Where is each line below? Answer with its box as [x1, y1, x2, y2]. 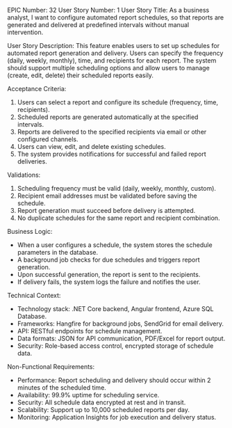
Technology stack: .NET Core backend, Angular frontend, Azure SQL [17, 305, 214, 312]
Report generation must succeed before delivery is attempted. [17, 207, 196, 214]
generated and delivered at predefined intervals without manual [7, 21, 190, 29]
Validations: [7, 171, 41, 179]
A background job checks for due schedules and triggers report [17, 255, 200, 264]
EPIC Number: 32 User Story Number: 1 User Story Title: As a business [7, 6, 210, 14]
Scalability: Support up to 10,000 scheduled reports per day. [17, 406, 190, 413]
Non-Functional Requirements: [7, 363, 95, 371]
